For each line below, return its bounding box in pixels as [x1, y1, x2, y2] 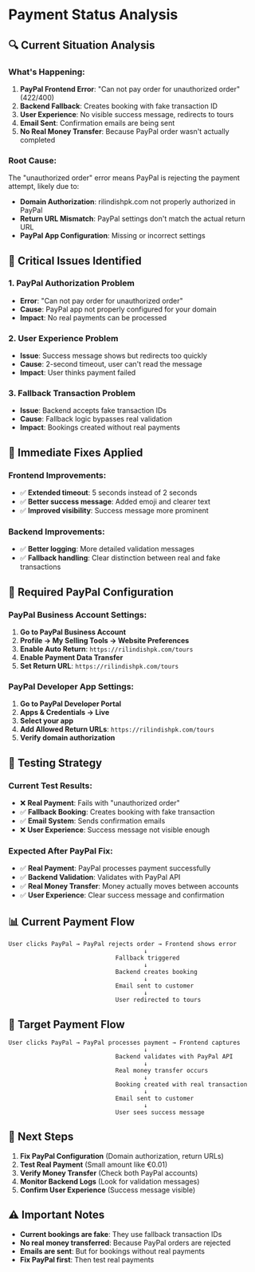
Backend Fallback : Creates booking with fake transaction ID [19, 101, 218, 111]
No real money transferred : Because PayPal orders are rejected [19, 1238, 231, 1247]
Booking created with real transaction [115, 1081, 248, 1089]
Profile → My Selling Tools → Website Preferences [19, 636, 190, 646]
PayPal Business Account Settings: [8, 609, 147, 620]
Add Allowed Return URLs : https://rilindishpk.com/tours [19, 724, 215, 734]
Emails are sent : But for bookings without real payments [19, 1246, 206, 1256]
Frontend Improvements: [8, 469, 107, 481]
